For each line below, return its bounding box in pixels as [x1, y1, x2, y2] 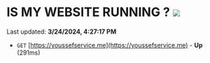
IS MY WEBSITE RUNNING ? [6, 4, 171, 20]
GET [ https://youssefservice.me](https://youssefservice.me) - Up [16, 41, 203, 49]
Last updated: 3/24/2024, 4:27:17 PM [6, 27, 117, 36]
